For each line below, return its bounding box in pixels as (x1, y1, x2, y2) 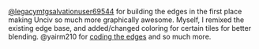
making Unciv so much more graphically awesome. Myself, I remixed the (8, 15, 245, 24)
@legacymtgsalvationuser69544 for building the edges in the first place (8, 7, 242, 16)
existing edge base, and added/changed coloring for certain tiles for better (8, 24, 251, 32)
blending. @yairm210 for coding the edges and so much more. (8, 32, 212, 41)
